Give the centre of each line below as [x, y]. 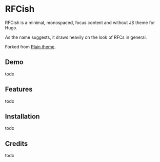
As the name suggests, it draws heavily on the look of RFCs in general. [76, 37]
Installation [22, 116]
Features [19, 89]
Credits [17, 144]
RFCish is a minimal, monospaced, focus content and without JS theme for [80, 23]
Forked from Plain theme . [30, 46]
